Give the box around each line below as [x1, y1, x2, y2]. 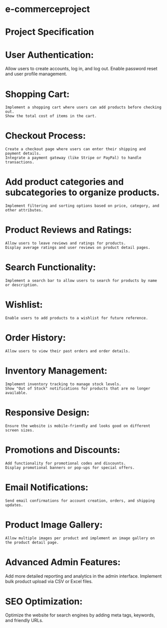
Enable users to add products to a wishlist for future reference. [5, 315, 149, 320]
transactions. [5, 160, 35, 165]
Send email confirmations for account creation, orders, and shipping [5, 498, 155, 503]
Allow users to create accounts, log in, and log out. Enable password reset [5, 66, 158, 72]
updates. [5, 502, 23, 507]
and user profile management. [5, 71, 67, 77]
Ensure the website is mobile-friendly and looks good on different [5, 423, 151, 428]
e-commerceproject [5, 3, 90, 15]
